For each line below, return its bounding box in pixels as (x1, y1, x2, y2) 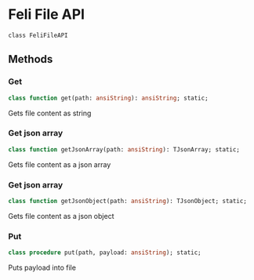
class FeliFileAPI (8, 31, 68, 39)
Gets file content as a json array (8, 159, 111, 169)
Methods (8, 53, 53, 66)
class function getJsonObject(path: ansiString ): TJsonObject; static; (8, 197, 247, 205)
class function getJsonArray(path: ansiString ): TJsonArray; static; (8, 145, 241, 154)
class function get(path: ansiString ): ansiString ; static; (8, 94, 209, 102)
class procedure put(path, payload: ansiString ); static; (8, 249, 201, 256)
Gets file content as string (8, 108, 92, 118)
